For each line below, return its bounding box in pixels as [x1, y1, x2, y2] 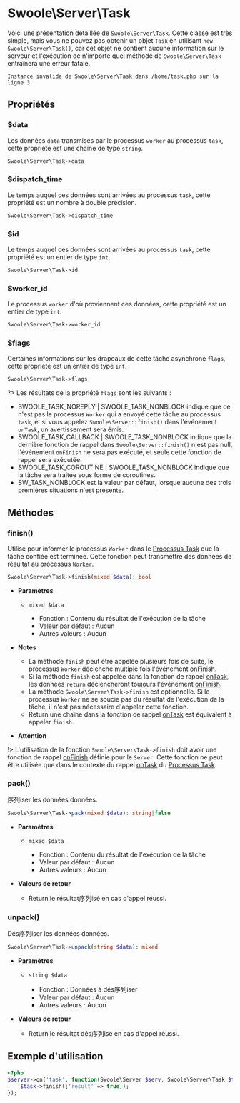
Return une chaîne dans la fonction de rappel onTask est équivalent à [28, 709, 232, 719]
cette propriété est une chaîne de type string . [7, 144, 144, 152]
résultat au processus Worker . [7, 559, 94, 568]
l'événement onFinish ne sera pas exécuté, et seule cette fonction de [17, 448, 221, 456]
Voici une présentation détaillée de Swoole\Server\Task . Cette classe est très [7, 29, 233, 37]
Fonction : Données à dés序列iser [39, 985, 138, 994]
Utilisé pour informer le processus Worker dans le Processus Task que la [7, 544, 219, 553]
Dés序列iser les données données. [7, 929, 109, 938]
